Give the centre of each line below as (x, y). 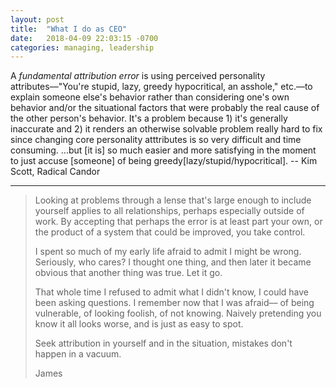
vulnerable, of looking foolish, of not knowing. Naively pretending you (178, 313)
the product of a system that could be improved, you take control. (170, 232)
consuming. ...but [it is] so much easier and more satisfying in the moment (163, 150)
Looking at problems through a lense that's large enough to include (173, 200)
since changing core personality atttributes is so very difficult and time (156, 140)
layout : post (37, 19)
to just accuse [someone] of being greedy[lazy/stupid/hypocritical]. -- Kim (164, 161)
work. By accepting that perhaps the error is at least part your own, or (178, 222)
